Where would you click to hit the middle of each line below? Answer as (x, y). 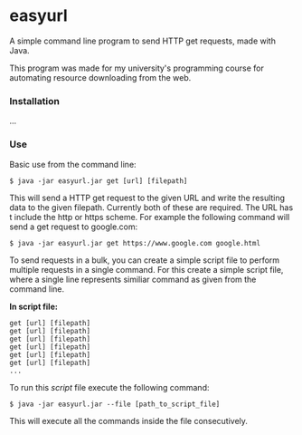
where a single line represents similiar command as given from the (133, 279)
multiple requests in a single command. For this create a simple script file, (146, 269)
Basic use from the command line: (73, 164)
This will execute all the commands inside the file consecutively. (129, 420)
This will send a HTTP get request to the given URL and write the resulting (147, 198)
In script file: (34, 306)
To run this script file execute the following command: (109, 387)
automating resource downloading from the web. (100, 77)
